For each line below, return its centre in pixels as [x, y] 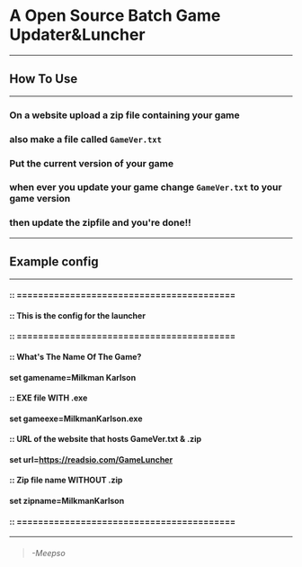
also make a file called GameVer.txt [85, 139]
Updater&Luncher [77, 35]
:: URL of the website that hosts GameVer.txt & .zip [106, 439]
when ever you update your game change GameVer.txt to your [146, 187]
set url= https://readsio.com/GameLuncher [91, 459]
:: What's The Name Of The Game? [75, 356]
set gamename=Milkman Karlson [73, 377]
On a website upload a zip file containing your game [124, 115]
